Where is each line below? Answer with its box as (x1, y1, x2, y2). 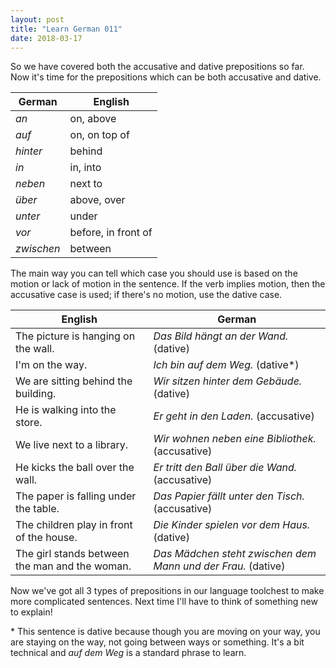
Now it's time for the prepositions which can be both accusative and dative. (10, 71, 322, 83)
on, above (69, 112, 117, 126)
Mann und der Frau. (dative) (153, 559, 286, 573)
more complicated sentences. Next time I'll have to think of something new (10, 596, 318, 608)
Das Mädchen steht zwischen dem (153, 547, 317, 561)
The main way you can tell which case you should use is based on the (10, 267, 298, 280)
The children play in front (15, 518, 133, 532)
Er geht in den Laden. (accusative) (153, 409, 315, 423)
